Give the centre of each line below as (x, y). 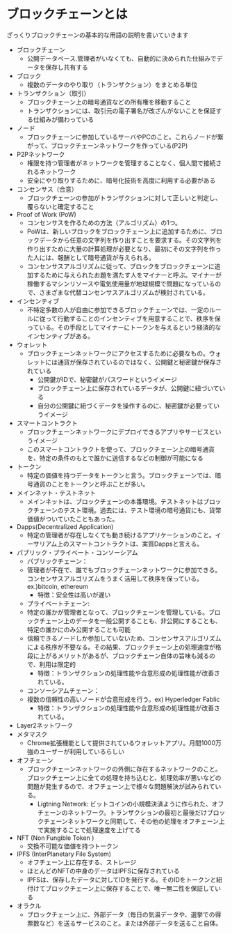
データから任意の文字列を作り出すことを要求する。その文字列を (131, 240)
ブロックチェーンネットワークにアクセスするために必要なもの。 (118, 353)
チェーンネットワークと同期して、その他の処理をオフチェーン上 (134, 821)
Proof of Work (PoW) (47, 214)
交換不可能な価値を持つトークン (73, 846)
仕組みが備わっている (64, 119)
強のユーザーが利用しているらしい (75, 751)
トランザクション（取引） (53, 93)
